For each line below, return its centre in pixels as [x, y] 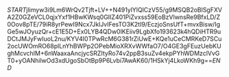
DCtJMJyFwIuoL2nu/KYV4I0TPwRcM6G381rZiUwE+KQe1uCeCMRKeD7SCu [114, 39]
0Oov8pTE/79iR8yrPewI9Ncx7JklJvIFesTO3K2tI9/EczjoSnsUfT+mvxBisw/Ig [114, 24]
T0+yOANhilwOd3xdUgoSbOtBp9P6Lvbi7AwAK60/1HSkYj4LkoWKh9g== [110, 60]
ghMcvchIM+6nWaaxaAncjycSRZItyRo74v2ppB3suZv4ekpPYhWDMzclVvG [113, 53]
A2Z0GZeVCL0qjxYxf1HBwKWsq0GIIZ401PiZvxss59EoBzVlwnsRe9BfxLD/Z [114, 17]
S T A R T [17, 10]
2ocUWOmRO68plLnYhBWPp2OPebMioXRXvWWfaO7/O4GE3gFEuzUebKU [114, 46]
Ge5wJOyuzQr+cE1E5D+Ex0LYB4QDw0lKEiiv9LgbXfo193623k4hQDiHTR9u [114, 31]
